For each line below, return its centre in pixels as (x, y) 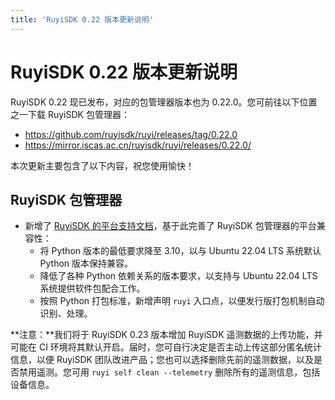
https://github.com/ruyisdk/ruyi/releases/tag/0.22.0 (131, 134)
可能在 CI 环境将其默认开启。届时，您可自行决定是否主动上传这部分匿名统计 (166, 347)
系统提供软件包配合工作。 (92, 288)
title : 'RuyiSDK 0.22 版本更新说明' (82, 19)
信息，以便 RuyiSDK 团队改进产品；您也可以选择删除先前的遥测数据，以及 (162, 360)
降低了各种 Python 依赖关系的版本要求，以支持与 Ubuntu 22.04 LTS (178, 276)
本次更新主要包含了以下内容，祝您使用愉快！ (102, 165)
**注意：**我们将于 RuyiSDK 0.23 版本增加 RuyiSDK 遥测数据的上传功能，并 (166, 335)
